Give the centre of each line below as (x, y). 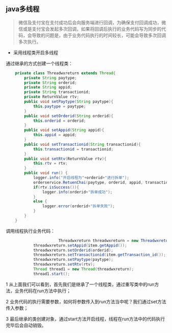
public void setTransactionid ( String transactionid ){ (82, 144)
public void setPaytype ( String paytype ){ (69, 102)
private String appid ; (48, 87)
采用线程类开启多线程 (35, 52)
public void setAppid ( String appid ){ (64, 130)
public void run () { (46, 173)
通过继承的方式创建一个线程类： (39, 63)
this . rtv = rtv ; (50, 163)
